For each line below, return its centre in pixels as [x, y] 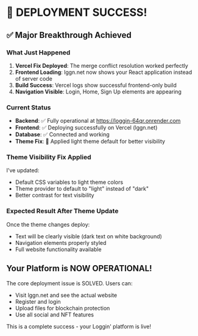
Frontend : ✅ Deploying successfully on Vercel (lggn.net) [86, 128]
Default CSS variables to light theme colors [69, 182]
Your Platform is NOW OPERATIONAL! [79, 268]
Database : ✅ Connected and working [62, 134]
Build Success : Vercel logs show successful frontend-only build [96, 85]
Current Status [29, 108]
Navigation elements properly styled [61, 243]
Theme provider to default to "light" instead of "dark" [82, 189]
